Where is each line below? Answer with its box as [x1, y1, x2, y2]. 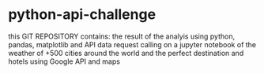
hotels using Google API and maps [8, 57, 121, 66]
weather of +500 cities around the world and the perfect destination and [8, 48, 244, 57]
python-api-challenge [8, 6, 157, 24]
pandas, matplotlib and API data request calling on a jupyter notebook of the [8, 39, 257, 49]
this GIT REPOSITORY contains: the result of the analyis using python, [8, 31, 236, 41]
